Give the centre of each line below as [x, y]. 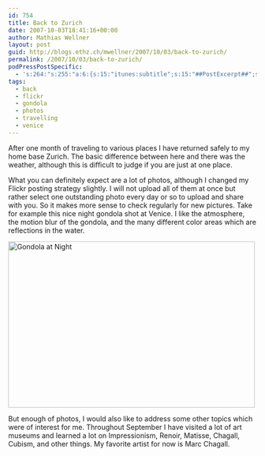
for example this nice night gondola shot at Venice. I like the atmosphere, [127, 213]
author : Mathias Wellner [49, 37]
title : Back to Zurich [45, 23]
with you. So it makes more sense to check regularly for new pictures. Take [130, 205]
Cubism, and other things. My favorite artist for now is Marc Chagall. [119, 443]
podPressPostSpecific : [45, 67]
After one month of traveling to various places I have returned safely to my [129, 148]
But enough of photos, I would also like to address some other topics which [131, 418]
